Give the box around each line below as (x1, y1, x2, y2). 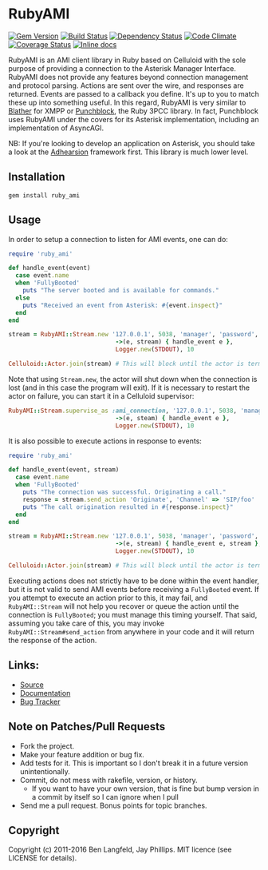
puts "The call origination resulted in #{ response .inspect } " (22, 503, 234, 511)
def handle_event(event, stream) (8, 466, 120, 474)
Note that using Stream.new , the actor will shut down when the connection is (8, 374, 258, 383)
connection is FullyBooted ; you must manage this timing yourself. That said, (8, 610, 258, 619)
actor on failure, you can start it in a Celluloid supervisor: (8, 391, 195, 400)
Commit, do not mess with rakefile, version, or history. (19, 775, 198, 785)
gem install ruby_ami (8, 191, 81, 200)
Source (19, 680, 44, 689)
